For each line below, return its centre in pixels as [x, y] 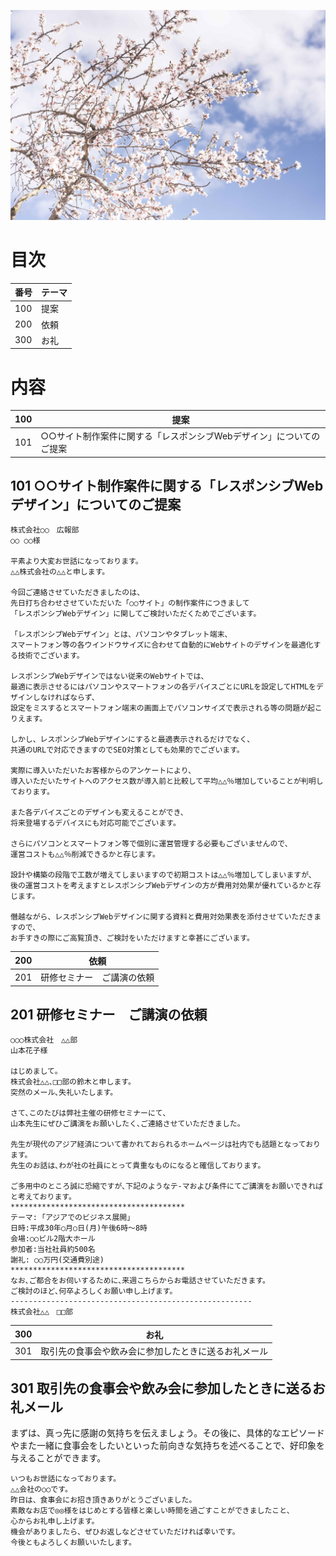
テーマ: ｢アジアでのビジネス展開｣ [71, 1218]
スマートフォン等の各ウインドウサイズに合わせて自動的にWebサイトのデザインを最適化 [162, 645]
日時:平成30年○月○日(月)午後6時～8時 [79, 1228]
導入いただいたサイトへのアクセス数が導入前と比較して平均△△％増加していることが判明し [167, 781]
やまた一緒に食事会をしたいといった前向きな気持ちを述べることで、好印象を [168, 1446]
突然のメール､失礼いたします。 [64, 1093]
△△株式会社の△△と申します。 [60, 572]
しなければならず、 [66, 698]
